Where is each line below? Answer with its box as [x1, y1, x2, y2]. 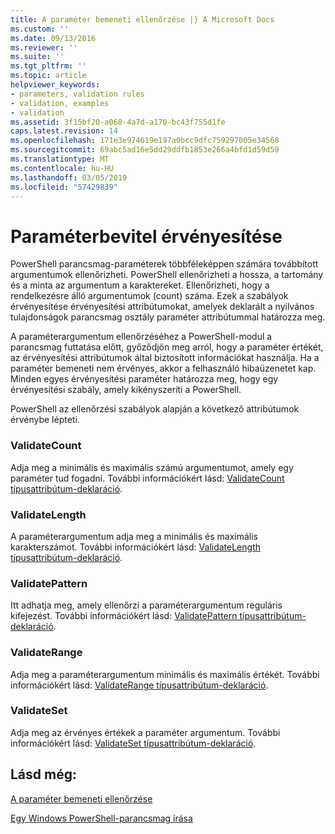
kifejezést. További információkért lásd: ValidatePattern [10, 610, 238, 622]
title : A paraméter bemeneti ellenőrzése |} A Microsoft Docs [10, 14, 275, 25]
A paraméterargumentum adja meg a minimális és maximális [10, 530, 258, 542]
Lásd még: [10, 766, 77, 783]
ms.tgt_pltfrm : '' [10, 61, 87, 71]
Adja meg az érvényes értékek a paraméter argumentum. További [10, 726, 281, 738]
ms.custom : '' [10, 24, 70, 34]
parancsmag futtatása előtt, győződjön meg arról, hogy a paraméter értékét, [10, 341, 324, 353]
